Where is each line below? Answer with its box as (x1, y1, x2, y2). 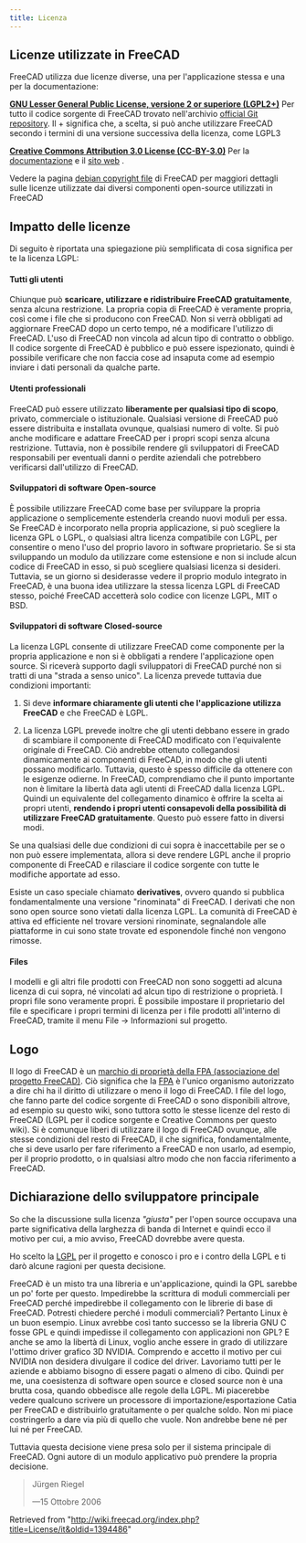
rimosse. (9, 935, 43, 946)
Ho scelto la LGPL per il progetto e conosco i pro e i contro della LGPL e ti (9, 1251, 286, 1262)
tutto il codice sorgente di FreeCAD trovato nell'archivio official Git (9, 109, 259, 120)
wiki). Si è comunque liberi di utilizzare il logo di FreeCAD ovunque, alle (9, 1125, 277, 1136)
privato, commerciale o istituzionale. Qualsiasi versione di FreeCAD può (9, 413, 279, 424)
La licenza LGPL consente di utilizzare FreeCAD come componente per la (9, 641, 285, 652)
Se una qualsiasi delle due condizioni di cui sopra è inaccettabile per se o (9, 840, 286, 851)
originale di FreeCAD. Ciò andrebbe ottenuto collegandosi (22, 745, 240, 756)
